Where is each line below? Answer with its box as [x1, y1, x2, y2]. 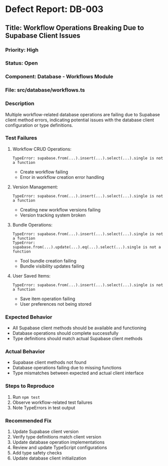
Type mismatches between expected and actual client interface [12, 370, 144, 376]
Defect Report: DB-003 [5, 4, 104, 15]
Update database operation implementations [12, 439, 105, 445]
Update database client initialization [12, 455, 87, 461]
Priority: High [5, 46, 39, 53]
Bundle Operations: [12, 221, 53, 227]
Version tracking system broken [20, 212, 86, 218]
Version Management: [12, 184, 59, 190]
